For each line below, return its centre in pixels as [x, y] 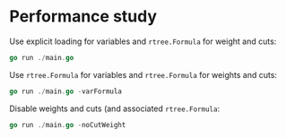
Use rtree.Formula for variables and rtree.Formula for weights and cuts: [143, 74]
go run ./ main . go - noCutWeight [68, 125]
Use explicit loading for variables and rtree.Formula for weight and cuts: [143, 41]
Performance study [83, 17]
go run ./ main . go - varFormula [66, 91]
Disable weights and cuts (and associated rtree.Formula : [115, 108]
